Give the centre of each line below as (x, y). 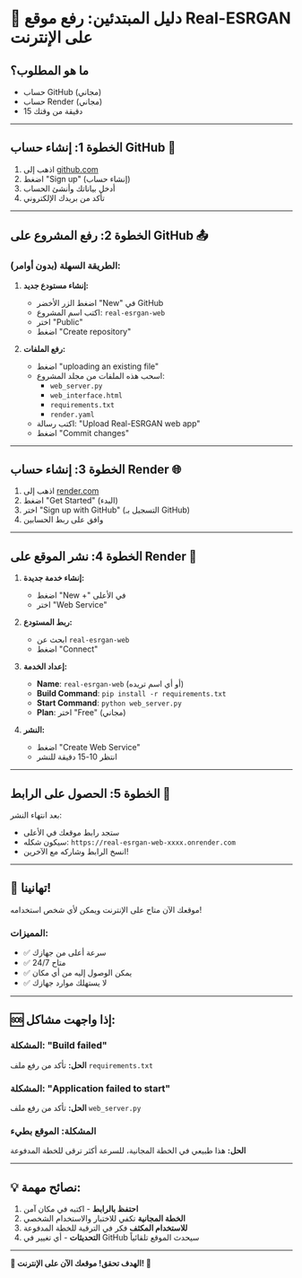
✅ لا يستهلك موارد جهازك (65, 983)
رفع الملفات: (44, 348)
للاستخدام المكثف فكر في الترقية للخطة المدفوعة (105, 1228)
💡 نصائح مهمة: (46, 1187)
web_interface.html (86, 395)
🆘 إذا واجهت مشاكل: (63, 1020)
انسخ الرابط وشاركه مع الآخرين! (76, 851)
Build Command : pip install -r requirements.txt (131, 694)
